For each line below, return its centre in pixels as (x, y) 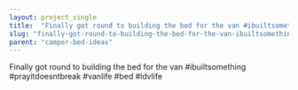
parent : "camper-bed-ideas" (61, 42)
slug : (19, 34)
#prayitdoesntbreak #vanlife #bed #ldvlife (86, 77)
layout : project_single (53, 17)
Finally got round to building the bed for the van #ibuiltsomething (128, 67)
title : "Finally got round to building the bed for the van (125, 26)
